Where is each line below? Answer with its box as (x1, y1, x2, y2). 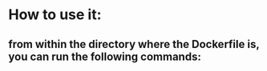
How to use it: (8, 6, 102, 24)
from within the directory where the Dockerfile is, (8, 37, 260, 51)
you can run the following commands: (8, 49, 202, 63)
